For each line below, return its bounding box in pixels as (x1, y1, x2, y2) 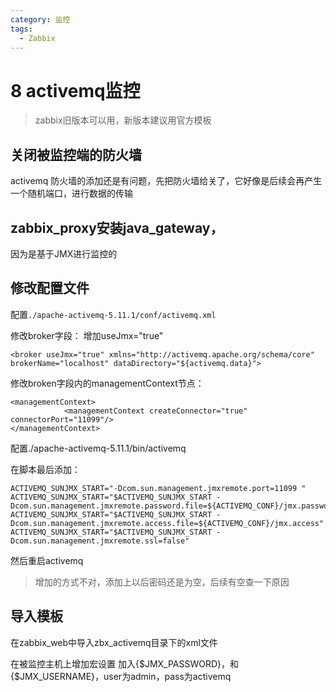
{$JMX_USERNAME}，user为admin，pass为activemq (10, 670, 232, 682)
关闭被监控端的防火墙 (10, 146, 142, 163)
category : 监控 (10, 14, 71, 25)
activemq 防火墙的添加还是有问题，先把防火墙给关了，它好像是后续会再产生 (10, 175, 323, 187)
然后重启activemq (10, 554, 84, 566)
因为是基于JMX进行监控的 (10, 247, 118, 260)
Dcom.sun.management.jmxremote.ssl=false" (10, 536, 190, 546)
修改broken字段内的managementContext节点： (10, 377, 205, 389)
